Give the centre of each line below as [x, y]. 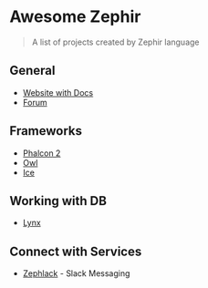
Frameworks [46, 131]
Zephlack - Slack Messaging [76, 273]
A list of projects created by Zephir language [115, 42]
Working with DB [58, 201]
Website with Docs [58, 92]
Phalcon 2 [42, 153]
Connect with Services [76, 251]
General [33, 71]
